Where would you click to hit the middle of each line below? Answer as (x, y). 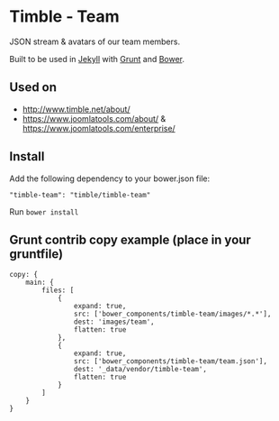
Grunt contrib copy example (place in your (130, 239)
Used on (33, 87)
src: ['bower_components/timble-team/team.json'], (171, 362)
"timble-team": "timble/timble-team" (80, 195)
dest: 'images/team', (114, 322)
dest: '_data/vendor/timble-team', (140, 370)
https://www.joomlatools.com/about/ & (94, 118)
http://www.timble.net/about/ (76, 109)
